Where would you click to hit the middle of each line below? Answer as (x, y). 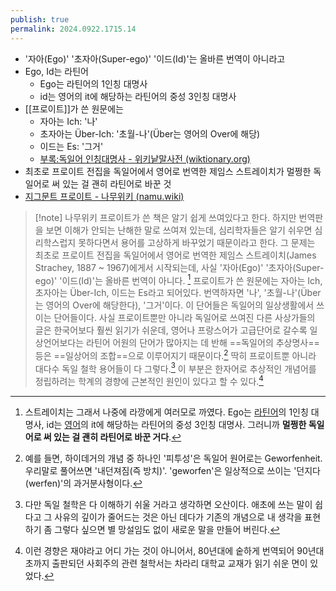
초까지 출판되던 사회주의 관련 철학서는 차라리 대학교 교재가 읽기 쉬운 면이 (166, 563)
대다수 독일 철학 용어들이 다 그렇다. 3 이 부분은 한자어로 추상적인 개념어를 (175, 368)
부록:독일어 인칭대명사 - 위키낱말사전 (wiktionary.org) (145, 158)
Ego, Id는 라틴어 (56, 71)
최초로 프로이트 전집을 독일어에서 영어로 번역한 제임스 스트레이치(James (175, 255)
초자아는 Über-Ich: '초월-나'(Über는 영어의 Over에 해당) (150, 133)
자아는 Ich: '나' (68, 121)
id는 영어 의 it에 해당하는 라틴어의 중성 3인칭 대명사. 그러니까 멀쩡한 (176, 425)
